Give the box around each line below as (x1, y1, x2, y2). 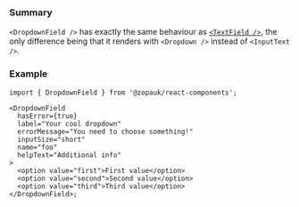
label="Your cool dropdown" (17, 119, 122, 128)
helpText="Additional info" (17, 150, 122, 160)
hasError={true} (17, 112, 78, 120)
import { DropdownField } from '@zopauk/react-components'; (9, 87, 238, 97)
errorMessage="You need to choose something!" (17, 127, 194, 136)
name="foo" (17, 143, 58, 152)
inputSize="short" (17, 135, 87, 144)
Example (9, 68, 48, 80)
